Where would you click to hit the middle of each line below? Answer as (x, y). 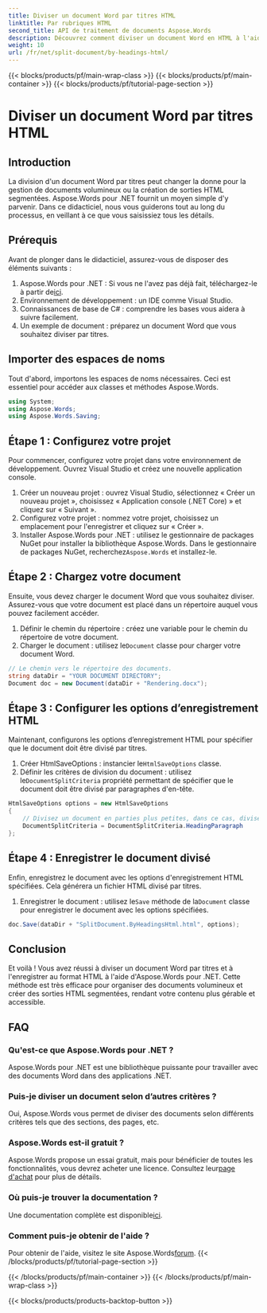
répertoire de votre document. (69, 637)
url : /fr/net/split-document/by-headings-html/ (89, 53)
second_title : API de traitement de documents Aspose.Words (110, 30)
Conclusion (37, 949)
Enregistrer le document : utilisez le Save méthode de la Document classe (135, 901)
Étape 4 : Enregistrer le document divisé (110, 858)
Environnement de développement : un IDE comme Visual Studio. (126, 300)
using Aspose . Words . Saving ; (55, 416)
